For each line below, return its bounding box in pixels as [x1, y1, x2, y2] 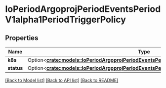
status [7, 65, 23, 71]
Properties [5, 34, 39, 42]
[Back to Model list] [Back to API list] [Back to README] [5, 78, 119, 83]
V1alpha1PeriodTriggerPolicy [5, 14, 126, 25]
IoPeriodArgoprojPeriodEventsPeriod [5, 3, 161, 15]
